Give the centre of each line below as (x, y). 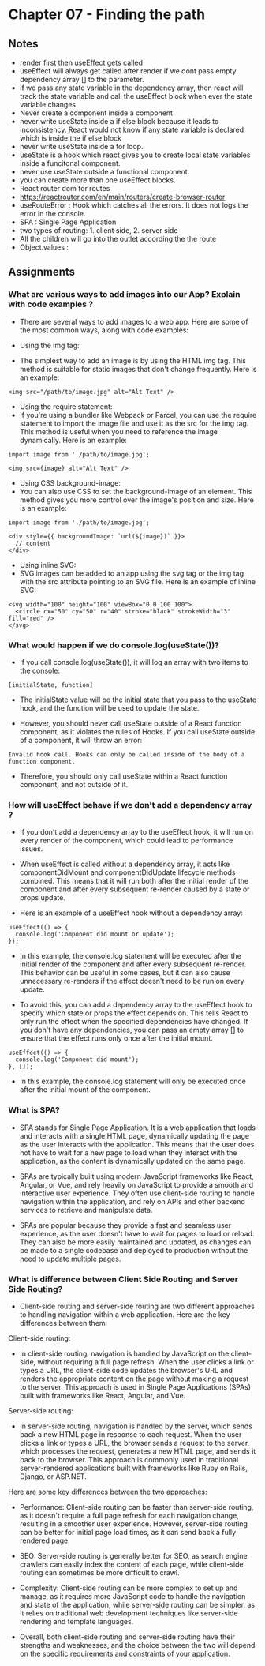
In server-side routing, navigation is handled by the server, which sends (136, 1426)
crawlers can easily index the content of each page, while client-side (131, 1564)
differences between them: (63, 1323)
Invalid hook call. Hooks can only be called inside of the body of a (127, 754)
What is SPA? (34, 1110)
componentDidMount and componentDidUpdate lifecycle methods (127, 872)
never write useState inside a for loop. (81, 146)
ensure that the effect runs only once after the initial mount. (116, 1038)
